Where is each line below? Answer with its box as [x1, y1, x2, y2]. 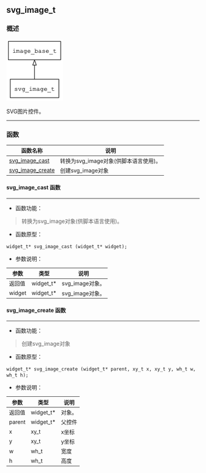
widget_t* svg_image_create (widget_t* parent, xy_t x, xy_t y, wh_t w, [6, 366, 196, 372]
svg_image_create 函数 [6, 307, 66, 314]
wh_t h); [6, 372, 29, 378]
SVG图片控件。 [6, 107, 45, 115]
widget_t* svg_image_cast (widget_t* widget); [6, 243, 128, 249]
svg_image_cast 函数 [6, 184, 61, 191]
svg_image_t [6, 5, 56, 15]
